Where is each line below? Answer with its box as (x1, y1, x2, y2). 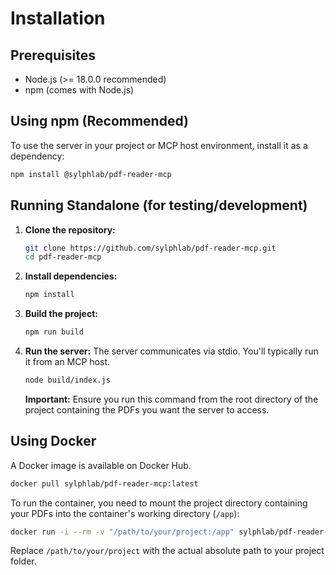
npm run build (24, 327, 84, 337)
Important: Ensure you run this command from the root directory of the (24, 393, 319, 405)
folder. (10, 555, 37, 567)
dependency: (10, 150, 65, 162)
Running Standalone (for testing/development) (10, 197, 308, 214)
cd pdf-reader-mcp (24, 252, 102, 262)
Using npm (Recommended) (10, 113, 189, 130)
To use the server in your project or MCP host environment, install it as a (10, 139, 308, 151)
